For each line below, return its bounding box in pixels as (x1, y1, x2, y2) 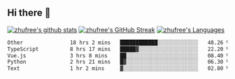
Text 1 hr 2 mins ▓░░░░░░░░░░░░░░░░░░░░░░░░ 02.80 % (7, 65, 230, 72)
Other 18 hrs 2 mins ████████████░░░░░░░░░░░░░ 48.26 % (7, 39, 230, 46)
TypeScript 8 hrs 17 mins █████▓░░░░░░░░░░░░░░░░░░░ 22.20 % (7, 45, 230, 52)
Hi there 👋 (7, 7, 51, 19)
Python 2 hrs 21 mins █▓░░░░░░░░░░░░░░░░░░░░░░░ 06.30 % (7, 59, 230, 66)
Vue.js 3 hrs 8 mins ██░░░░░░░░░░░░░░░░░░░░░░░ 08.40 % (7, 52, 230, 59)
